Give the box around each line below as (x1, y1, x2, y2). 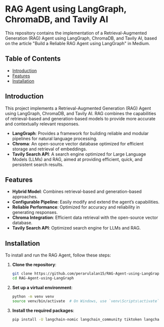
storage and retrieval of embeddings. (12, 146, 87, 152)
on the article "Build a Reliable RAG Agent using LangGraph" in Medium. (5, 40, 150, 46)
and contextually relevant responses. (5, 121, 80, 127)
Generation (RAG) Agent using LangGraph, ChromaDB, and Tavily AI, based (5, 35, 157, 41)
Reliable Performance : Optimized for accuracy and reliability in (12, 204, 141, 210)
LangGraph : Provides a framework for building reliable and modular (12, 130, 149, 136)
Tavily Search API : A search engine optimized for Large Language (12, 151, 146, 157)
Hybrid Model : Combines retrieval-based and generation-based (12, 188, 142, 194)
